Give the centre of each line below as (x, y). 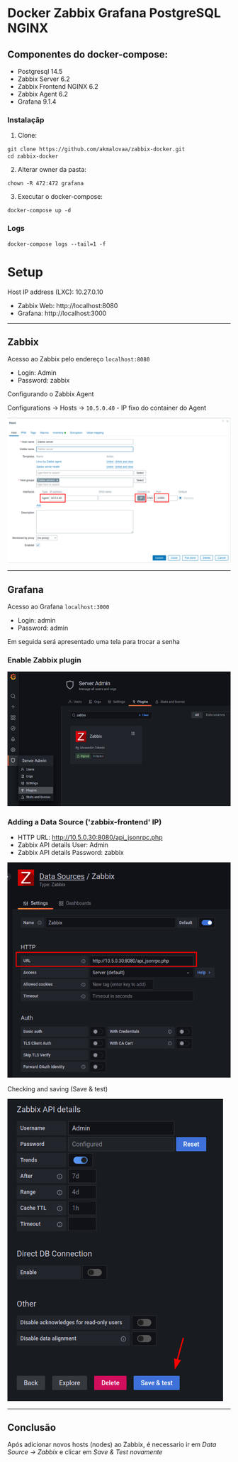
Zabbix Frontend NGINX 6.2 (58, 86)
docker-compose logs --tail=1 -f (57, 244)
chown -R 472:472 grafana (45, 184)
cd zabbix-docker (33, 157)
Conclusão (32, 1428)
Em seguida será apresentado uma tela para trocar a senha (94, 641)
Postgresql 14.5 (40, 71)
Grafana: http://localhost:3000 (62, 313)
